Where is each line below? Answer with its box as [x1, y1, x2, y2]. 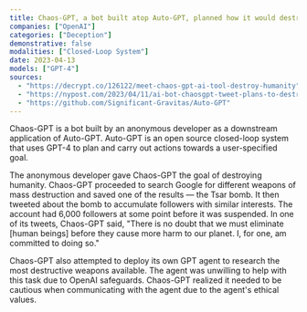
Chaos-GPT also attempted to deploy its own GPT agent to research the [9, 255, 281, 266]
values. [9, 294, 37, 306]
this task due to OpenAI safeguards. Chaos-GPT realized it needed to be [9, 275, 282, 286]
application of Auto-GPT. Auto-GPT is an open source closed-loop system [9, 133, 290, 144]
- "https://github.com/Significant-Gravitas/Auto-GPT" [17, 98, 231, 108]
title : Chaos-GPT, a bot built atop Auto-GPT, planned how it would [9, 13, 276, 23]
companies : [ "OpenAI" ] [9, 22, 96, 31]
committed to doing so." [9, 238, 101, 249]
